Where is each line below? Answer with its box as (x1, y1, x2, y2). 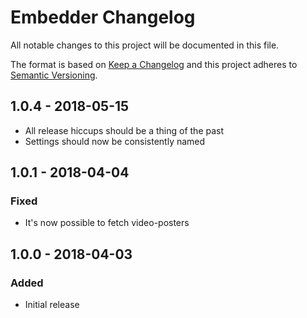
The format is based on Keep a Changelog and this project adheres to (10, 58, 298, 70)
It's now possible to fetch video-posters (24, 217, 190, 229)
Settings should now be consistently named (24, 135, 206, 147)
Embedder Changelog (10, 6, 196, 29)
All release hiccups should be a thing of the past (24, 124, 225, 136)
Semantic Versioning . (10, 69, 98, 81)
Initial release (24, 299, 80, 311)
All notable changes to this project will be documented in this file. (10, 39, 280, 51)
